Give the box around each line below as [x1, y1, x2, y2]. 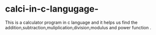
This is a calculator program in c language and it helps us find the [5, 19, 138, 25]
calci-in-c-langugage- [5, 3, 99, 15]
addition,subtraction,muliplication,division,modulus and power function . [5, 24, 152, 30]
